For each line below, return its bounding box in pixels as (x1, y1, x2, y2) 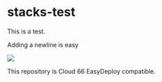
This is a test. (7, 27, 46, 35)
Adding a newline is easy (7, 40, 79, 49)
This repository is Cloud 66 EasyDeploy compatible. (7, 67, 156, 75)
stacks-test (7, 4, 76, 20)
